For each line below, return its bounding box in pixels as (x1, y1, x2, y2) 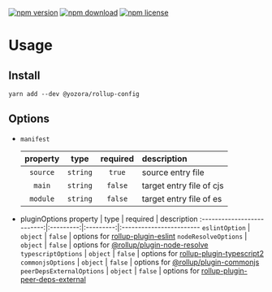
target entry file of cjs (141, 180, 224, 191)
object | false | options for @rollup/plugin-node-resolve (19, 240, 209, 250)
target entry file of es (141, 193, 222, 204)
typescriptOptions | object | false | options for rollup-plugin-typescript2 (19, 248, 264, 258)
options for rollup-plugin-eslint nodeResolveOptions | (72, 231, 248, 241)
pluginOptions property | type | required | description (19, 214, 198, 224)
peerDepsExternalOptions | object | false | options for (19, 265, 201, 276)
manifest (19, 135, 50, 143)
